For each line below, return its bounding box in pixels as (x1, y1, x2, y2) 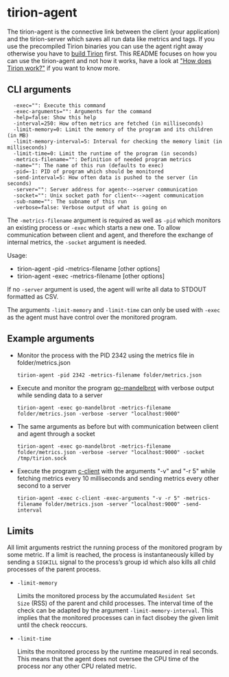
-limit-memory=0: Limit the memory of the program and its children (13, 126, 213, 133)
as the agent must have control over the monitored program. (7, 313, 178, 321)
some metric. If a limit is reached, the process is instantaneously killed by (7, 551, 214, 559)
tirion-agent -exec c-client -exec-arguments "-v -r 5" (16, 495, 180, 501)
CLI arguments (7, 84, 71, 95)
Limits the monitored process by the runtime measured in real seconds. (16, 648, 219, 656)
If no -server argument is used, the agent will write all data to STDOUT (7, 285, 207, 293)
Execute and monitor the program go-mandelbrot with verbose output (16, 383, 215, 392)
